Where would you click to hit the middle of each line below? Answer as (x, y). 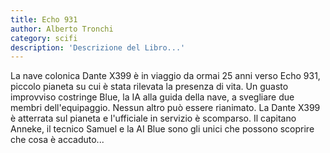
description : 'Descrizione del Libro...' (98, 47)
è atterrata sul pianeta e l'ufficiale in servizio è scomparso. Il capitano (153, 118)
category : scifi (44, 38)
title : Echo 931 (44, 19)
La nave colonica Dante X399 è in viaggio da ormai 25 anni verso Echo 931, (165, 76)
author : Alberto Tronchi (62, 29)
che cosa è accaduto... (57, 140)
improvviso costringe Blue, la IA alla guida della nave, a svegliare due (152, 97)
